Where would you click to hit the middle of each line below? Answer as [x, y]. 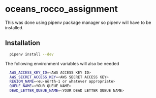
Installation [23, 43]
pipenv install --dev [32, 54]
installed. [14, 27]
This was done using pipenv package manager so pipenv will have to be [78, 22]
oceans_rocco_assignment [62, 9]
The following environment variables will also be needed [62, 63]
